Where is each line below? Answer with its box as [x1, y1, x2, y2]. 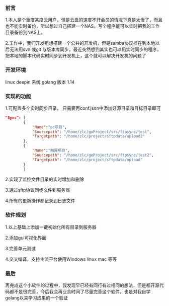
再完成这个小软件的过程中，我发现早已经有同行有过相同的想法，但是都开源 [5, 282, 159, 288]
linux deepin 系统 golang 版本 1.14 [5, 79, 75, 85]
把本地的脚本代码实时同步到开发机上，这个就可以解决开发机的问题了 [5, 53, 146, 59]
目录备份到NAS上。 [5, 29, 46, 36]
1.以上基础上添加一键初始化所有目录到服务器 [5, 224, 97, 230]
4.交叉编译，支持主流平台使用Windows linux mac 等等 [5, 256, 117, 262]
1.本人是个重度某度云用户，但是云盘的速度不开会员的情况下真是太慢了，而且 [5, 17, 162, 23]
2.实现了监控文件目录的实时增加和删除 [5, 176, 84, 182]
